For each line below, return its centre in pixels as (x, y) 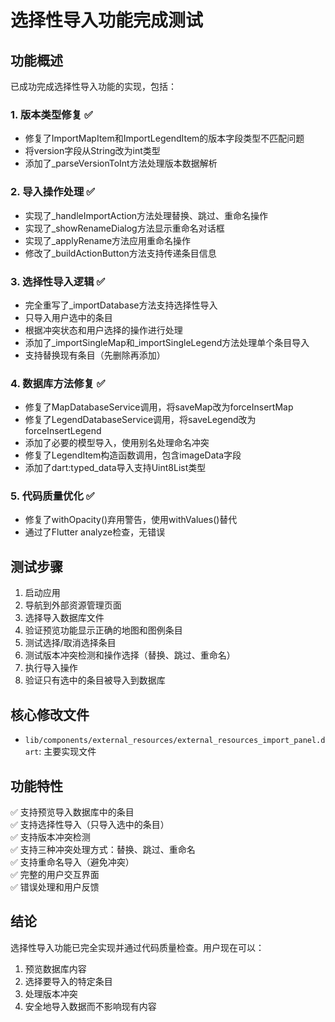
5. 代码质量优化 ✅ (52, 496)
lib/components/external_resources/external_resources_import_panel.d (175, 741)
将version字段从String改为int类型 (92, 151)
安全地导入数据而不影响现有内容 (90, 1006)
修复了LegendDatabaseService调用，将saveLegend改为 (140, 420)
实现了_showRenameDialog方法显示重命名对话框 (124, 228)
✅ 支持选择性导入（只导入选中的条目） (90, 824)
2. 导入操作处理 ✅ (53, 192)
